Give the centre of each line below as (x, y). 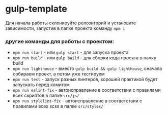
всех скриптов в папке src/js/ (46, 96)
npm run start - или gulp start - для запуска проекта (71, 52)
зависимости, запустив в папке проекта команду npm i (65, 28)
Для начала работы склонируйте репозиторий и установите (71, 23)
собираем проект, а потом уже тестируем (59, 74)
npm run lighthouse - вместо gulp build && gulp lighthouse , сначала (87, 68)
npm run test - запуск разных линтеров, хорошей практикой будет (85, 80)
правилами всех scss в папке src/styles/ (58, 106)
